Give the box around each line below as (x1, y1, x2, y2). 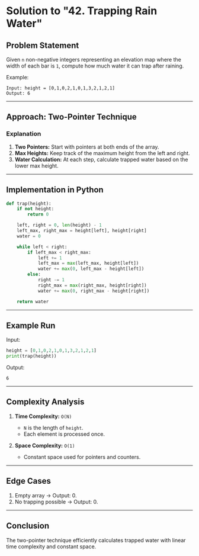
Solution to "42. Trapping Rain (6, 4, 158, 18)
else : (27, 271, 41, 278)
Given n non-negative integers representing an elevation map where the (6, 56, 182, 63)
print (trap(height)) (6, 353, 57, 359)
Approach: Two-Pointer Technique (6, 112, 137, 122)
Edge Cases (6, 476, 52, 486)
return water (17, 298, 49, 304)
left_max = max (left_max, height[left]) (37, 261, 139, 266)
